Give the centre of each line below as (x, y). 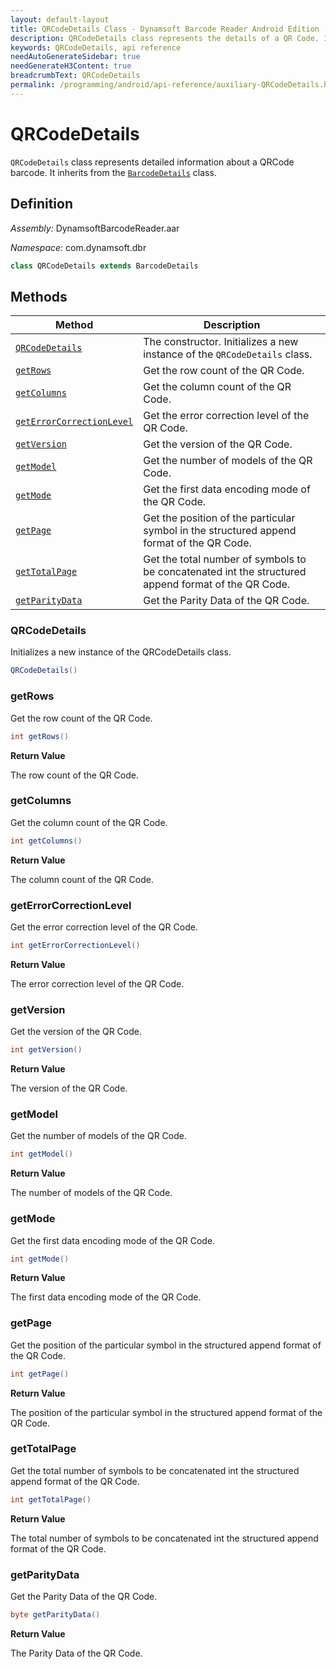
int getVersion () (46, 1050)
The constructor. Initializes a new (221, 342)
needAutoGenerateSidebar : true (75, 57)
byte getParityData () (55, 1615)
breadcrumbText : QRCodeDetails (75, 76)
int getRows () (40, 736)
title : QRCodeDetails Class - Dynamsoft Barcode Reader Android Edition (165, 29)
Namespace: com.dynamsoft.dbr (78, 247)
